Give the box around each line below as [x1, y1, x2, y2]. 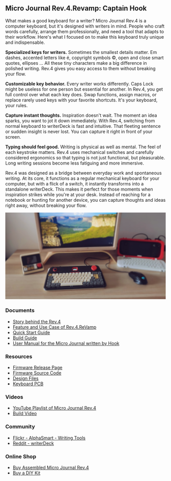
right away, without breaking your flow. [5, 202, 87, 208]
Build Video [12, 410, 37, 417]
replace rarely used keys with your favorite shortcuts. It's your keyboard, [5, 97, 158, 103]
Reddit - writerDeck [12, 440, 54, 446]
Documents [5, 307, 35, 314]
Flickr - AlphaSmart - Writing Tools [12, 435, 85, 441]
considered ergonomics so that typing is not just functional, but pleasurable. [5, 154, 165, 161]
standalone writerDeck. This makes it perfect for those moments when [5, 186, 154, 192]
